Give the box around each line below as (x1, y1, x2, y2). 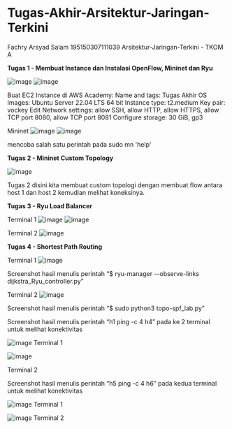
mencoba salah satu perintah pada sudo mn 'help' (7, 140, 152, 148)
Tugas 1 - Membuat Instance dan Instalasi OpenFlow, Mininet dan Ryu (7, 64, 213, 72)
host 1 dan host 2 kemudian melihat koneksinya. (7, 188, 145, 196)
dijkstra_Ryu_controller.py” (7, 277, 84, 285)
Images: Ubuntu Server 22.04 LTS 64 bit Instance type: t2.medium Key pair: (7, 98, 226, 106)
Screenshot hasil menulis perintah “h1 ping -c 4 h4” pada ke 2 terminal (7, 317, 211, 326)
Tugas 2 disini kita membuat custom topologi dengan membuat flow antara (7, 180, 222, 189)
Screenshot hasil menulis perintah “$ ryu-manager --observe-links (7, 269, 200, 277)
